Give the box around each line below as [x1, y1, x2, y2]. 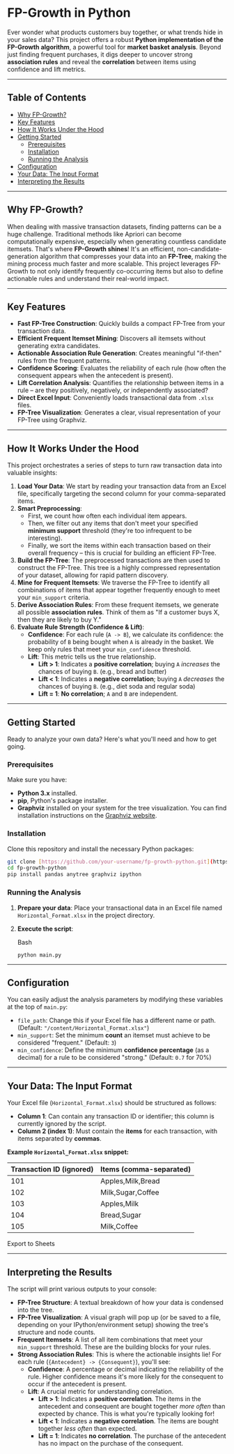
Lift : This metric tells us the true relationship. [27, 652, 157, 661]
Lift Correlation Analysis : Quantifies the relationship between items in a [17, 379, 224, 387]
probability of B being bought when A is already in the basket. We [27, 638, 214, 646]
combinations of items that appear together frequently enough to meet [17, 586, 221, 594]
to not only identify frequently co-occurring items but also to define [29, 267, 224, 275]
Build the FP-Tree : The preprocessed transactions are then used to [17, 556, 210, 564]
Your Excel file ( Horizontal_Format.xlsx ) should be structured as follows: [7, 1099, 217, 1107]
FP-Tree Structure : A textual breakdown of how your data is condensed [17, 1298, 224, 1306]
